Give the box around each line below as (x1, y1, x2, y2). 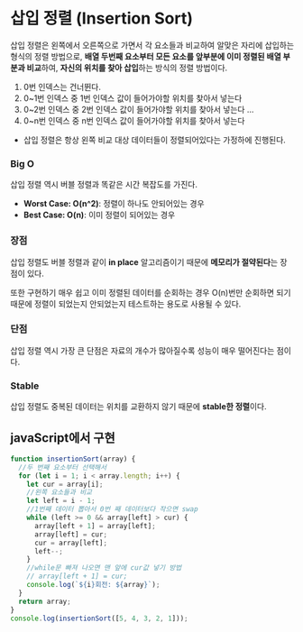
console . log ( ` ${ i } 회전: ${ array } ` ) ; (26, 581, 161, 590)
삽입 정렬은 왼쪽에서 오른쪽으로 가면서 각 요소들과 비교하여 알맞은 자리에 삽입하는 (10, 40, 295, 50)
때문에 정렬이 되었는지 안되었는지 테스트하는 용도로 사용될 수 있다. (10, 298, 242, 309)
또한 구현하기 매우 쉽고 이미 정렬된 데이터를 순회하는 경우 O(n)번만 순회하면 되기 (10, 287, 291, 298)
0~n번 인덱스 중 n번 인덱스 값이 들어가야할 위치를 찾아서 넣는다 (23, 114, 245, 126)
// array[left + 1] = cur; (26, 572, 128, 582)
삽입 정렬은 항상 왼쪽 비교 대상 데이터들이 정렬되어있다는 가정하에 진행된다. (23, 134, 287, 145)
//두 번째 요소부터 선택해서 (18, 463, 107, 472)
